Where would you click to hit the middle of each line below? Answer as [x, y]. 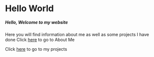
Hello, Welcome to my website [37, 22]
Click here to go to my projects [36, 49]
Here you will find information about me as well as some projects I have [77, 35]
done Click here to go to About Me [40, 40]
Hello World [29, 9]
